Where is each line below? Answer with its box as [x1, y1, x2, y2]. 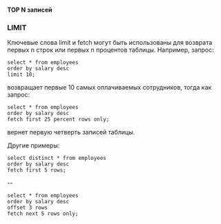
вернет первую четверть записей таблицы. [7, 128, 135, 136]
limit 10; [7, 71, 36, 78]
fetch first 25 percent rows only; [7, 116, 110, 123]
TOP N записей [7, 6, 53, 14]
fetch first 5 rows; [7, 166, 67, 174]
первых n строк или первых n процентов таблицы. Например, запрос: [7, 45, 214, 54]
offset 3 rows [7, 204, 48, 211]
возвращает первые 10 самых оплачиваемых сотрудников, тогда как [7, 83, 212, 91]
